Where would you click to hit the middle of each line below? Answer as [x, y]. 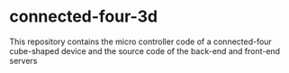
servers [23, 60]
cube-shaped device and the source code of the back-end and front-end [145, 50]
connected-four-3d [84, 17]
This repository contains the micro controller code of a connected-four [140, 41]
